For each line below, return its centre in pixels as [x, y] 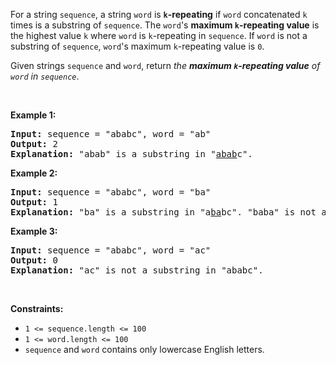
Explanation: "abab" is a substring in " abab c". [131, 154]
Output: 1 [34, 202]
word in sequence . [45, 76]
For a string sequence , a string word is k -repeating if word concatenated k [159, 14]
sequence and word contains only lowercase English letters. [144, 349]
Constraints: [37, 308]
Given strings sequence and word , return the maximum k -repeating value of [165, 65]
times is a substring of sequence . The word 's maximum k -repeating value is [165, 25]
